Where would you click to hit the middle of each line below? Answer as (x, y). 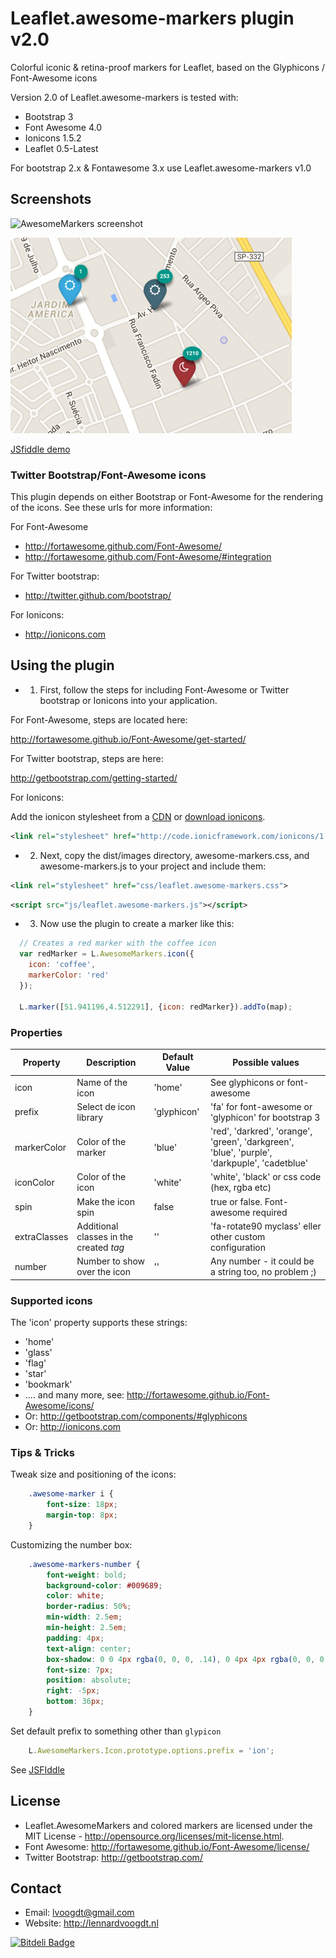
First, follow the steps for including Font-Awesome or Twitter (164, 689)
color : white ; (75, 1596)
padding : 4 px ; (75, 1638)
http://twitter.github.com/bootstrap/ (98, 596)
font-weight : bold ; (87, 1575)
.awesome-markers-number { (84, 1564)
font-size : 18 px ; (82, 1505)
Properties (36, 1032)
